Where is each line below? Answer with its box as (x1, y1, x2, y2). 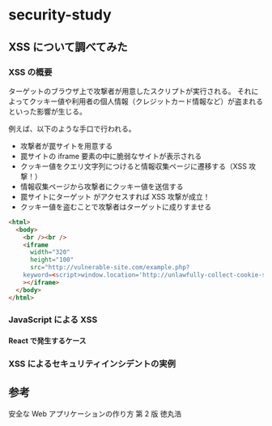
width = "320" (29, 248, 70, 256)
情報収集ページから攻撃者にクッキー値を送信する (19, 181, 184, 191)
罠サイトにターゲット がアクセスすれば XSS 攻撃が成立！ (19, 191, 210, 201)
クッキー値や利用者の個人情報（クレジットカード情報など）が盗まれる (28, 96, 263, 106)
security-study (8, 6, 112, 24)
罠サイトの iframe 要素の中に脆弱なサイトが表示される (19, 151, 202, 161)
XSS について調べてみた (8, 40, 128, 54)
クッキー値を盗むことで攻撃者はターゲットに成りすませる (19, 201, 212, 212)
